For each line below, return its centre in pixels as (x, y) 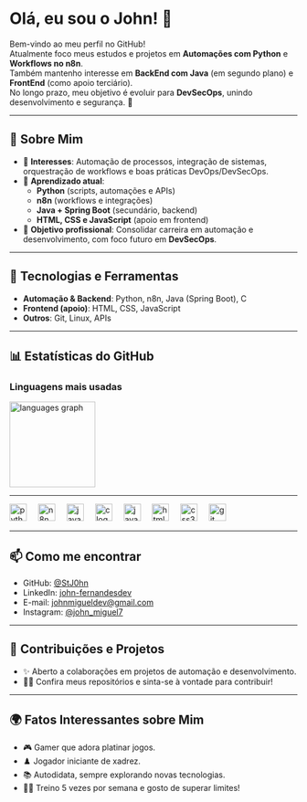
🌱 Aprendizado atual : (64, 181)
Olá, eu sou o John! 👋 (91, 19)
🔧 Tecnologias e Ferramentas (94, 276)
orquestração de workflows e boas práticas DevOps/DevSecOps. (146, 171)
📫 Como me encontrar (75, 556)
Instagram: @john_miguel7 (73, 612)
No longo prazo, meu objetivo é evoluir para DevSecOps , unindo (131, 92)
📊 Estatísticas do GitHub (82, 356)
